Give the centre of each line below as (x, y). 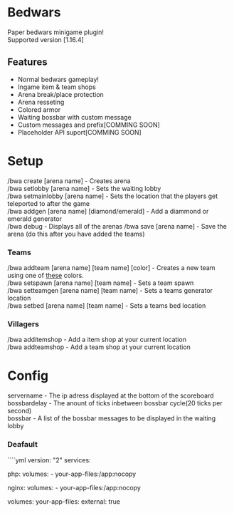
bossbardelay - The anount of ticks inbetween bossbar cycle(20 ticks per (115, 403)
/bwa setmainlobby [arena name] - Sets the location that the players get (113, 196)
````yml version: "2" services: (49, 460)
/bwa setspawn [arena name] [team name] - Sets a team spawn (101, 283)
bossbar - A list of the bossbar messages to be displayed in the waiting (112, 418)
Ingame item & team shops (57, 87)
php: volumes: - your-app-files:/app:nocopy (72, 474)
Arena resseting (41, 102)
